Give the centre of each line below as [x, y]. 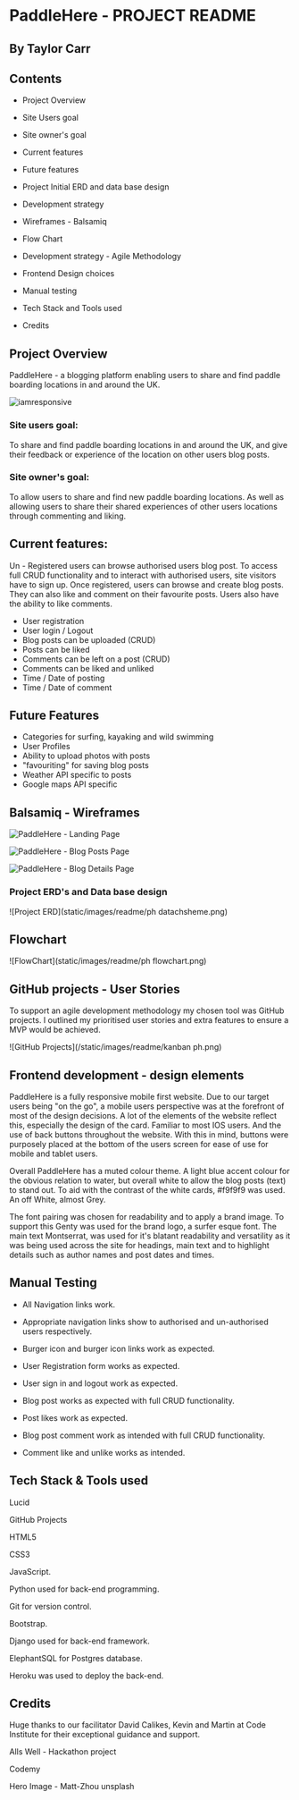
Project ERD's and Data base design [88, 892]
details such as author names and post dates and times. [112, 1255]
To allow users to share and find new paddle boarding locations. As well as [146, 496]
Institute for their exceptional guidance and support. [105, 1735]
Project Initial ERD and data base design [96, 187]
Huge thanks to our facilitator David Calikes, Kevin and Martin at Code [137, 1725]
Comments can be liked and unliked [88, 668]
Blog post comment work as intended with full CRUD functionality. [144, 1435]
